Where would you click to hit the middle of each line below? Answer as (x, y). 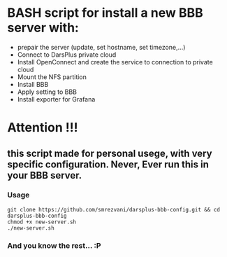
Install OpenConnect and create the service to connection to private (115, 62)
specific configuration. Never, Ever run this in (108, 164)
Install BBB (33, 84)
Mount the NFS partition (52, 77)
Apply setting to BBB (47, 92)
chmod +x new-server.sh (42, 222)
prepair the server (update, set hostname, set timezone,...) (101, 47)
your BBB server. (45, 175)
